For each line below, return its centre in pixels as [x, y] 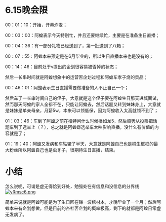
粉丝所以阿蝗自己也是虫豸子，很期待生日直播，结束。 [63, 150]
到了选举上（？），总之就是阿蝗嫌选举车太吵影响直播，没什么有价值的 [84, 127]
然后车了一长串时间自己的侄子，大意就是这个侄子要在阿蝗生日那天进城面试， [83, 98]
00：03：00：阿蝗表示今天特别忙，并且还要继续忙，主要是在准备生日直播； [83, 35]
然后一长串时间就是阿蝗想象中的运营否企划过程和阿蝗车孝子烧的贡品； [77, 77]
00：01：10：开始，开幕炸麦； [36, 25]
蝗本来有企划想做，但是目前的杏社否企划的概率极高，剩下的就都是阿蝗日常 [81, 208]
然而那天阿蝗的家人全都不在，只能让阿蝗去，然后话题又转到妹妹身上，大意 [81, 104]
